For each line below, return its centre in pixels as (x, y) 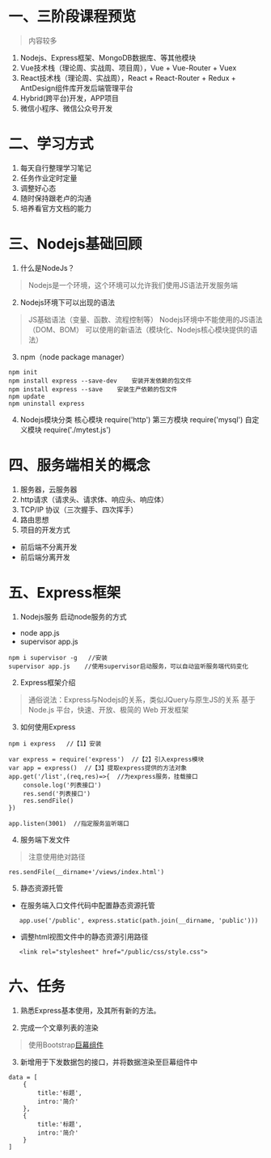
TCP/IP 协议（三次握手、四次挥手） (79, 509)
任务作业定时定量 (49, 178)
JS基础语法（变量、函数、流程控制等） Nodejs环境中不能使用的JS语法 (145, 319)
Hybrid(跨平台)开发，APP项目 (69, 98)
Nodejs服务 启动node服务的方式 (73, 616)
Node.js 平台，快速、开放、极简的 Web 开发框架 (108, 709)
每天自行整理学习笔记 (55, 167)
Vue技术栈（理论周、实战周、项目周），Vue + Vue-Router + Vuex (128, 68)
